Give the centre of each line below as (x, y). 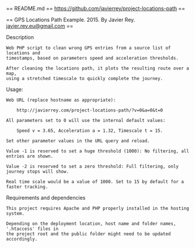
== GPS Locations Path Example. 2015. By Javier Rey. (71, 20)
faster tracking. (27, 187)
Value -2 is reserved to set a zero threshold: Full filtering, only (93, 166)
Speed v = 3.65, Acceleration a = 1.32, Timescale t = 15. (90, 131)
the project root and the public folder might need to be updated (88, 234)
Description (20, 37)
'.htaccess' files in (32, 229)
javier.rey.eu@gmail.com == (40, 26)
